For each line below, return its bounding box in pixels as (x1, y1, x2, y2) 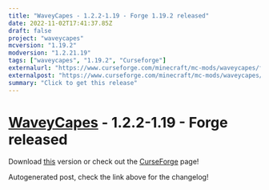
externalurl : (8, 64, 52, 72)
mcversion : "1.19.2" (8, 42, 78, 50)
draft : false (8, 26, 52, 34)
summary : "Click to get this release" (8, 79, 138, 87)
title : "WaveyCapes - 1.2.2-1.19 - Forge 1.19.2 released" (8, 11, 210, 20)
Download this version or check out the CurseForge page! (8, 157, 199, 167)
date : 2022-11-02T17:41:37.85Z (8, 19, 113, 27)
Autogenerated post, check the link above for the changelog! (8, 172, 209, 182)
